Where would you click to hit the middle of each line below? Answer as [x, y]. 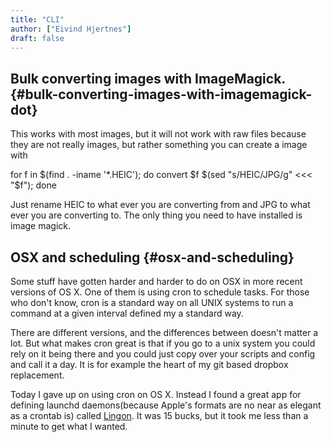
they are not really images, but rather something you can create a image [159, 145]
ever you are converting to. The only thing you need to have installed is [156, 215]
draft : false [37, 38]
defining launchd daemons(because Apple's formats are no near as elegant [166, 405]
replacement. [37, 375]
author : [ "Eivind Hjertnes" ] [71, 29]
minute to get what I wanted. [69, 426]
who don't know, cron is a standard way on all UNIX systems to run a [152, 302]
